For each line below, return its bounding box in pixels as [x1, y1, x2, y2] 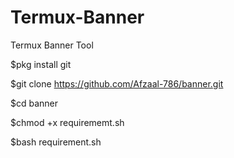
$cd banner [10, 97, 59, 109]
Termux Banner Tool [10, 39, 94, 51]
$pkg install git [10, 58, 72, 70]
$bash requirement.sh [10, 136, 102, 148]
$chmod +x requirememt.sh [10, 116, 125, 128]
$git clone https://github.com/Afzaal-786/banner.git [10, 77, 224, 90]
